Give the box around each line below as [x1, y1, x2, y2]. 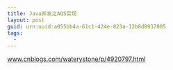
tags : [7, 29, 23, 37]
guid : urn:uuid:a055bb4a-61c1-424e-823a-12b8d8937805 [7, 23, 167, 30]
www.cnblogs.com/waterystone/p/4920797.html [7, 55, 146, 63]
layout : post [7, 17, 45, 24]
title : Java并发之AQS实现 [7, 10, 77, 17]
